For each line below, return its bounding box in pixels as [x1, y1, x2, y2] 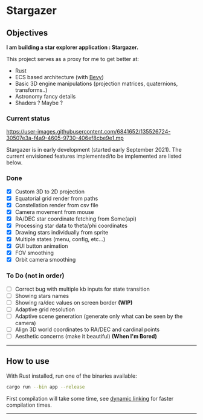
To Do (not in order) [6, 271, 65, 280]
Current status [6, 114, 50, 123]
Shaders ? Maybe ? [14, 99, 63, 106]
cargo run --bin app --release [6, 384, 85, 390]
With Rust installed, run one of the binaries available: [6, 372, 137, 380]
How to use [6, 356, 50, 366]
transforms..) [14, 86, 48, 94]
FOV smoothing [14, 249, 54, 257]
